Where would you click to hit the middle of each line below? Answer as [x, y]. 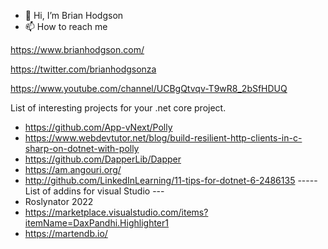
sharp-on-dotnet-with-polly [82, 148]
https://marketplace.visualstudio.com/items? [116, 212]
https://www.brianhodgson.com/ [77, 49]
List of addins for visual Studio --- [94, 191]
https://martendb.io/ [66, 233]
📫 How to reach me [66, 26]
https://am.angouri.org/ [73, 169]
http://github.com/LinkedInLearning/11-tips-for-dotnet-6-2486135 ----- [171, 180]
